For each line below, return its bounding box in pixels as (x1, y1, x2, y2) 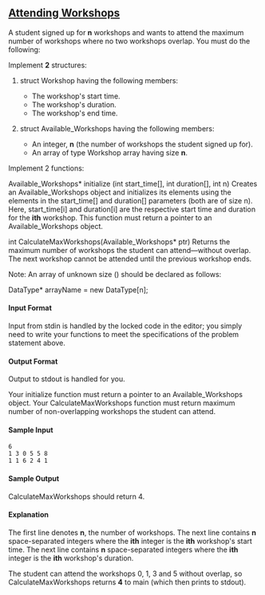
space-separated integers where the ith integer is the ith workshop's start (8, 536, 253, 545)
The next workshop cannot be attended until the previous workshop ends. (8, 254, 252, 263)
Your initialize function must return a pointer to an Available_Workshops (8, 390, 243, 400)
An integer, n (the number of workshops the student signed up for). (31, 139, 253, 149)
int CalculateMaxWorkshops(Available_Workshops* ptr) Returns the (8, 236, 231, 247)
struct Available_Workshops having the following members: (19, 123, 215, 133)
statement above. (8, 338, 66, 348)
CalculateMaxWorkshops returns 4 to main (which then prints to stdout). (8, 577, 247, 587)
